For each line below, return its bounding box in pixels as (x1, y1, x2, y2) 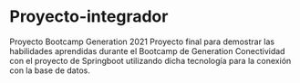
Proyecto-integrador (9, 6, 169, 27)
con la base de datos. (9, 65, 91, 76)
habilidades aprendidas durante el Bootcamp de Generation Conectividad (9, 45, 285, 56)
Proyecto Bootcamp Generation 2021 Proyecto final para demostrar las (9, 36, 275, 47)
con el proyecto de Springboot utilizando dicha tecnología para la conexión (9, 55, 292, 66)
